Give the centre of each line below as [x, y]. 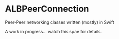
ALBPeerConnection [47, 9]
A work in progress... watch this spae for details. [53, 31]
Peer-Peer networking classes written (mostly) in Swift [59, 22]
